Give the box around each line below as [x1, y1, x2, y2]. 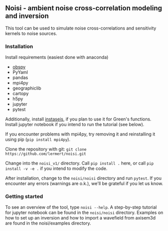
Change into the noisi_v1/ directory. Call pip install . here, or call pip [5, 160, 154, 166]
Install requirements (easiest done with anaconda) [5, 54, 109, 60]
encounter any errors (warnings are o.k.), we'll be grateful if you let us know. [5, 180, 163, 186]
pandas [12, 74, 29, 80]
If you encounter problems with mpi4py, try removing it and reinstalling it [5, 131, 155, 137]
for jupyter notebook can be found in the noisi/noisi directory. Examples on [5, 209, 163, 215]
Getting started [5, 193, 44, 200]
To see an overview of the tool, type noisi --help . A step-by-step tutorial [5, 204, 157, 210]
